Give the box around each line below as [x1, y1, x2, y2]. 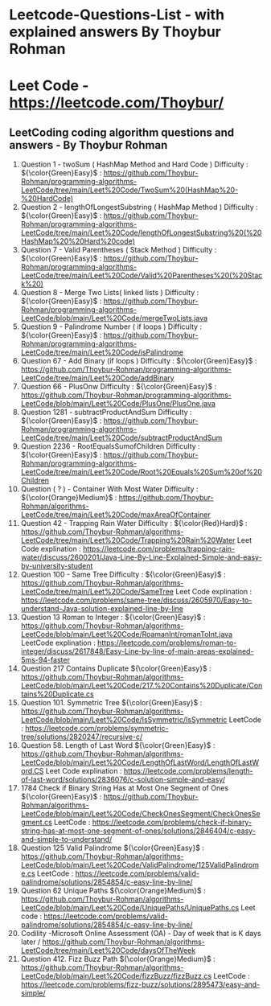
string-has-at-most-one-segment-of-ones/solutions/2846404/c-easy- [20, 826, 257, 836]
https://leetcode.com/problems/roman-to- [96, 638, 237, 648]
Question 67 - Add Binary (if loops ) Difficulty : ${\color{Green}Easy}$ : [20, 356, 257, 366]
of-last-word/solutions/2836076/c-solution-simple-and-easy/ [20, 774, 226, 785]
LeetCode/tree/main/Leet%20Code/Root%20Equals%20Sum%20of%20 [20, 467, 262, 477]
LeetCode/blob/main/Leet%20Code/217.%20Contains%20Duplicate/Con [20, 681, 263, 691]
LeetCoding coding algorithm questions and [9, 125, 235, 139]
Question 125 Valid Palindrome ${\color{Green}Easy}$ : [20, 843, 204, 853]
